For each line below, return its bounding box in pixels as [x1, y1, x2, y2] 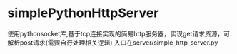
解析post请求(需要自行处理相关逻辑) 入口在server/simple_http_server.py [7, 38, 218, 47]
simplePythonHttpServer [7, 5, 159, 21]
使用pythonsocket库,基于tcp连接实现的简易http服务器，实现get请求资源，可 [7, 29, 231, 38]
